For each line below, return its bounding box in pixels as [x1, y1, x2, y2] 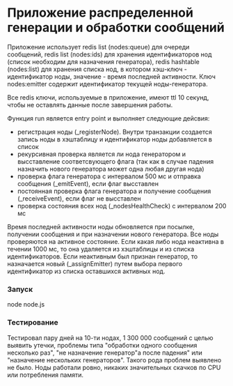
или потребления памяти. [7, 371, 84, 379]
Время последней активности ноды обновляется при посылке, [7, 222, 195, 231]
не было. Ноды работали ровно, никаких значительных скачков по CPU [7, 363, 221, 371]
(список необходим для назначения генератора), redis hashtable [7, 57, 200, 65]
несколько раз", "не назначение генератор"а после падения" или [7, 348, 203, 357]
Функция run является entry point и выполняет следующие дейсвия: [7, 114, 210, 123]
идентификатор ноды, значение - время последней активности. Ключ [7, 72, 216, 81]
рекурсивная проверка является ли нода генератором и [17, 150, 186, 158]
